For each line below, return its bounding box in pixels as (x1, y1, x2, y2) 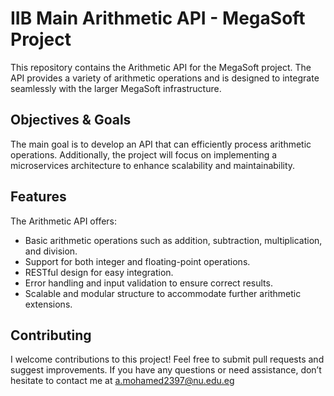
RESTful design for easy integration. (24, 266, 174, 278)
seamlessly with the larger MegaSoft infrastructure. (10, 82, 222, 94)
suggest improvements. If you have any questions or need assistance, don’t (10, 364, 322, 376)
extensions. (24, 298, 73, 310)
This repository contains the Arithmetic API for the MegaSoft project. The (10, 61, 312, 73)
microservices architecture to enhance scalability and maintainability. (10, 159, 296, 171)
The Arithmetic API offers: (10, 215, 118, 227)
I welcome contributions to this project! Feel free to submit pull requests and (10, 353, 325, 366)
